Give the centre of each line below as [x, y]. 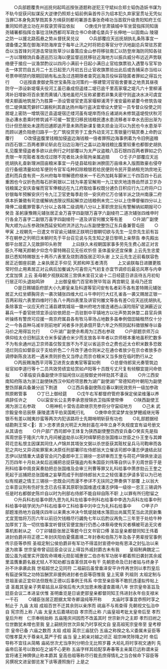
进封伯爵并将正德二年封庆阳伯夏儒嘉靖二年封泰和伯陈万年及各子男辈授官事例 [83, 537]
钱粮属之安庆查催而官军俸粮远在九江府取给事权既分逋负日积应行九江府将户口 [83, 188]
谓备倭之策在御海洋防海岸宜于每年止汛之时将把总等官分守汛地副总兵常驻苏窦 [83, 45]
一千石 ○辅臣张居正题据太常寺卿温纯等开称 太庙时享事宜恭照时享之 [83, 599]
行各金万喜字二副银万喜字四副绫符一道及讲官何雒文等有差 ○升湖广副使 [82, 219]
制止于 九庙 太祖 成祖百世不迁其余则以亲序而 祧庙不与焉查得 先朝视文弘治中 [82, 605]
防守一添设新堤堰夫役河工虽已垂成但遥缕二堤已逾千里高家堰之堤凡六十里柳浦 [83, 88]
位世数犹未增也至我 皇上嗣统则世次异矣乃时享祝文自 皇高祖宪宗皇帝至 [76, 624]
